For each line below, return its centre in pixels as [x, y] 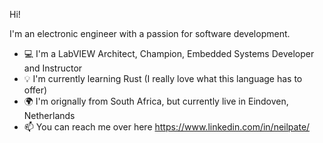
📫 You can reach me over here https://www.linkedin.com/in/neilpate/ [167, 127]
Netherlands [49, 115]
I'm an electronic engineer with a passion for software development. [150, 33]
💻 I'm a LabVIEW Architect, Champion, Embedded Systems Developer [169, 53]
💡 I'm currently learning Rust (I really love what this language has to [163, 78]
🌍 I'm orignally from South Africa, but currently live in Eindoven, [156, 101]
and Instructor [53, 68]
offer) [35, 90]
